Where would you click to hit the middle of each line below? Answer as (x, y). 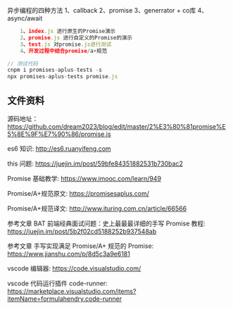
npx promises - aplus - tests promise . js (63, 77)
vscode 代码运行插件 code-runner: (57, 283)
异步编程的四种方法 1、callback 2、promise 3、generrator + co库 (102, 10)
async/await (25, 18)
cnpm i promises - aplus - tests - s (55, 70)
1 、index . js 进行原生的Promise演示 (68, 31)
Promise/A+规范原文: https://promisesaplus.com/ (78, 193)
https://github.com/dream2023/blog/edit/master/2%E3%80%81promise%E (117, 126)
